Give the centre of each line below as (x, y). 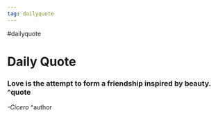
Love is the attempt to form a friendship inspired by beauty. (109, 83)
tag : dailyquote (31, 14)
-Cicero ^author (30, 107)
